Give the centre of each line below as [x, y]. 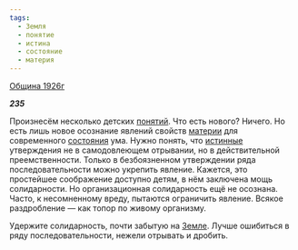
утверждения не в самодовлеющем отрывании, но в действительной [144, 150]
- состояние [40, 52]
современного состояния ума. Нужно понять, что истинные [126, 140]
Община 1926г [37, 86]
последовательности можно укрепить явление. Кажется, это [129, 170]
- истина [34, 43]
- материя [36, 60]
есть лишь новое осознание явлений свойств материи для [124, 131]
